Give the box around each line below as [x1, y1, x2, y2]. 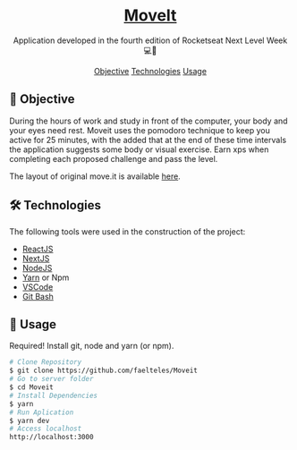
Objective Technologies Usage [93, 65, 208, 76]
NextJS [21, 252, 50, 264]
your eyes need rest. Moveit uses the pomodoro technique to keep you [9, 124, 270, 135]
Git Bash [21, 291, 54, 301]
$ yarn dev [9, 416, 50, 425]
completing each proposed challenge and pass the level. [9, 153, 218, 164]
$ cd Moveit [9, 383, 54, 392]
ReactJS [21, 243, 54, 254]
